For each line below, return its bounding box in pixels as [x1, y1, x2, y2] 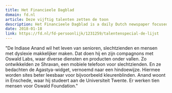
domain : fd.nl [5, 12, 36, 17]
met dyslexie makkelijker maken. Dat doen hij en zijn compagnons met [5, 50, 154, 56]
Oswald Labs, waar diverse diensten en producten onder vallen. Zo [5, 56, 147, 61]
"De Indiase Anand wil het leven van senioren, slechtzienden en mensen [5, 45, 158, 51]
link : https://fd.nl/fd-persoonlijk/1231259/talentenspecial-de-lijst [5, 31, 159, 36]
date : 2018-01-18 [5, 26, 42, 32]
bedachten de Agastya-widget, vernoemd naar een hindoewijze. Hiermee [5, 67, 160, 73]
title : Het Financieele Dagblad [5, 7, 74, 13]
